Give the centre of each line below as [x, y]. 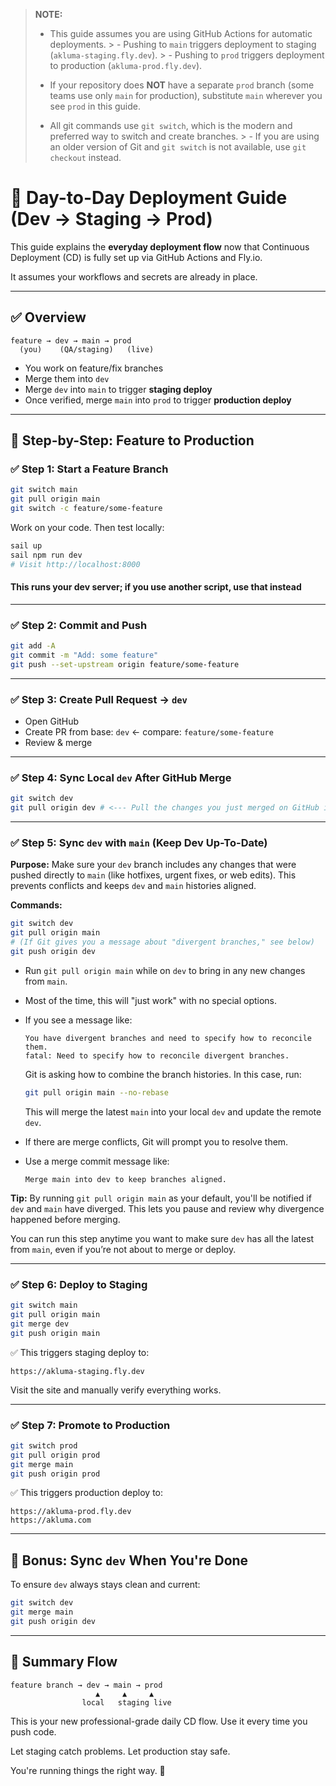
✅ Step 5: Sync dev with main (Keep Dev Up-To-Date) [139, 843]
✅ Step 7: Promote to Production [90, 1425]
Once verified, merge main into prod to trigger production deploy [158, 400]
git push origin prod [55, 1474]
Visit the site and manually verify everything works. [116, 1390]
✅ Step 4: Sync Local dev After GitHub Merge [121, 778]
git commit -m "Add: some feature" [84, 655]
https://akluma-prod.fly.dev [71, 1512]
